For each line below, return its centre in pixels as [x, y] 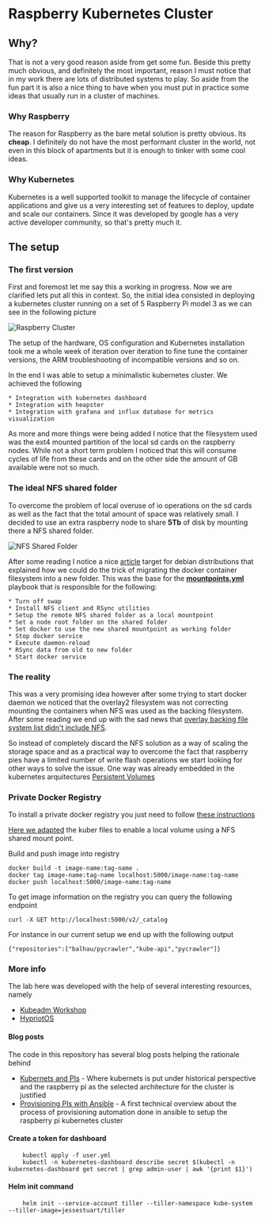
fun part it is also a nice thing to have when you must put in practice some [129, 87]
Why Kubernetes [42, 179]
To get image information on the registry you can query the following [120, 897]
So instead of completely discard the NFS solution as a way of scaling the [128, 743]
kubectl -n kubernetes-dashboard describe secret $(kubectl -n [129, 1162]
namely [20, 995]
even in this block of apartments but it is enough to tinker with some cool [127, 151]
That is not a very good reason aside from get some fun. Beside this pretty [130, 62]
